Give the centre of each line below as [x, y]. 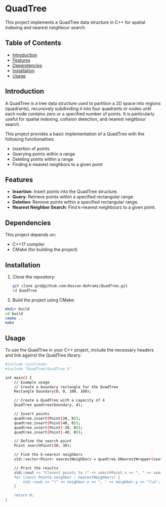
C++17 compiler [28, 244]
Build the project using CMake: [43, 300]
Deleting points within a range [43, 159]
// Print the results [36, 468]
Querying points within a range [44, 154]
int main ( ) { [19, 378]
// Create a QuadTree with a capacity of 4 [60, 400]
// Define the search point [43, 441]
